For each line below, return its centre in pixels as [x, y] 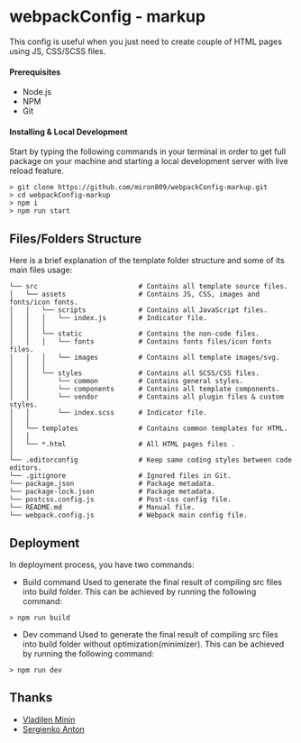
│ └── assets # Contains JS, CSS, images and [134, 295]
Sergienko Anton [54, 729]
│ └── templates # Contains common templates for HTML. [149, 429]
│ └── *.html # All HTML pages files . [123, 445]
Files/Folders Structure [76, 238]
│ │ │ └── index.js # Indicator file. [108, 318]
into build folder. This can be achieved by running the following [139, 592]
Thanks [31, 697]
